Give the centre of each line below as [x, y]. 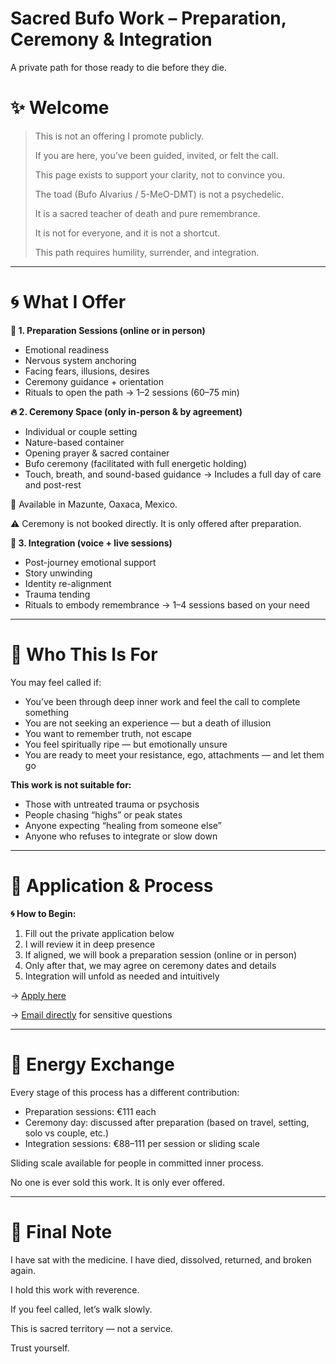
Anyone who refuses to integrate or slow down [121, 836]
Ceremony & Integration [111, 39]
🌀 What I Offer [68, 302]
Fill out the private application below [99, 933]
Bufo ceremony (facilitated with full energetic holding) [136, 463]
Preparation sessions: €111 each [90, 1111]
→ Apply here [38, 995]
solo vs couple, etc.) [67, 1133]
